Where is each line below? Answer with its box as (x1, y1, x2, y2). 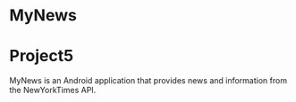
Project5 (9, 46, 74, 67)
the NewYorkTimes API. (9, 85, 97, 96)
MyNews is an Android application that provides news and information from (9, 75, 288, 86)
